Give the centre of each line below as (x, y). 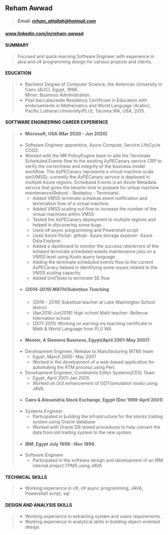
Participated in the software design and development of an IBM (98, 460)
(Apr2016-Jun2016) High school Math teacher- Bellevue (90, 313)
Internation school (51, 318)
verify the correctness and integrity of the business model (85, 166)
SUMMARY (17, 45)
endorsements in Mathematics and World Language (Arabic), (88, 105)
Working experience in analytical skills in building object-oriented (93, 521)
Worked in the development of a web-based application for (93, 362)
